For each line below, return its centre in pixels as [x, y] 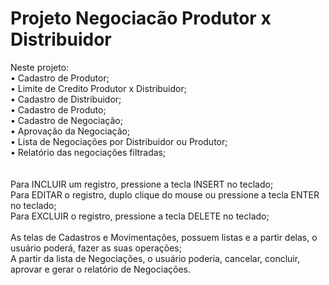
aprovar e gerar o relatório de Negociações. [100, 269]
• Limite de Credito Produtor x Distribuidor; [98, 88]
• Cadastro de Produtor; [60, 78]
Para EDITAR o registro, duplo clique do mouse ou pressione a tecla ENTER [165, 194]
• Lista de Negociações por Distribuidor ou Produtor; [119, 141]
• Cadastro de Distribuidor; [66, 99]
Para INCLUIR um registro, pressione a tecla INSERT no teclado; [142, 184]
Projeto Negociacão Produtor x [141, 18]
